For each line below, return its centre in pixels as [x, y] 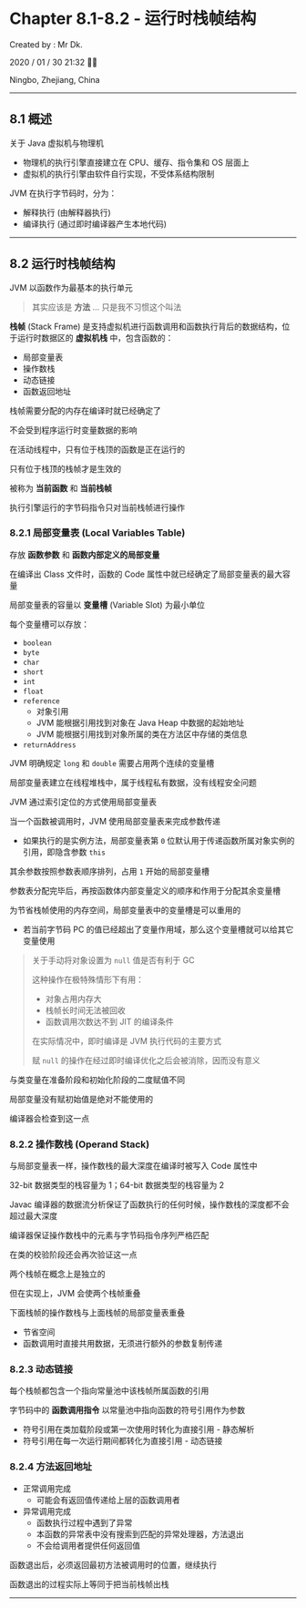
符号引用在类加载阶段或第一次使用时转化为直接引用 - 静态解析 [138, 1429]
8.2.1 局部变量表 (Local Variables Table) [97, 533]
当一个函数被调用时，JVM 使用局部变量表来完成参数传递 [115, 821]
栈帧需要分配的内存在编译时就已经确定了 [85, 410]
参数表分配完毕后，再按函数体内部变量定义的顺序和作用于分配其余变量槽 [145, 890]
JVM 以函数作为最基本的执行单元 [71, 287]
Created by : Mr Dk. [46, 44]
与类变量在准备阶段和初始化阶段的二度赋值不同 [97, 1080]
